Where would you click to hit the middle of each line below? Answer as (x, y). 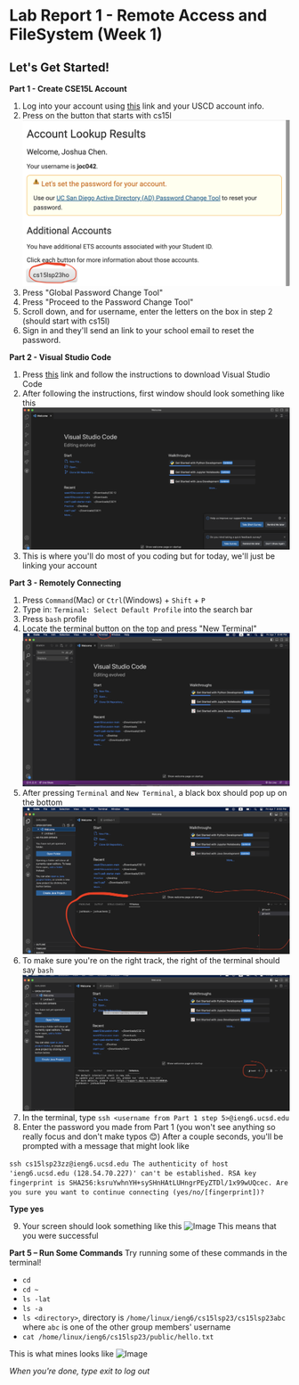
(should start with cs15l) (66, 321)
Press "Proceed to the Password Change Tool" (108, 302)
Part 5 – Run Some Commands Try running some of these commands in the (148, 1252)
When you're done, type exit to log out (80, 1371)
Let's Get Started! (59, 67)
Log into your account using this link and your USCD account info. (143, 106)
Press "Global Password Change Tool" (93, 292)
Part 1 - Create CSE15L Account (68, 89)
